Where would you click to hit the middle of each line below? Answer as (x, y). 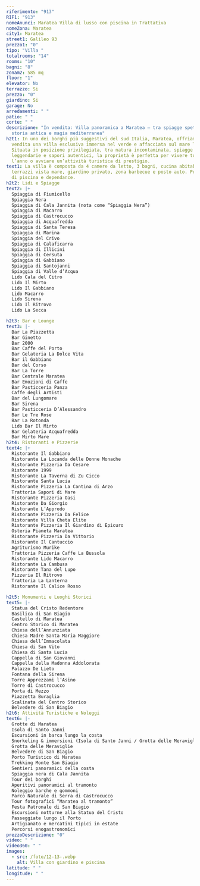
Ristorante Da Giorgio (40, 503)
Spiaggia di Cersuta (37, 255)
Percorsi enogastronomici (44, 829)
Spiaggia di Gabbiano (38, 260)
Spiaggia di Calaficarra (42, 244)
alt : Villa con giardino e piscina (61, 862)
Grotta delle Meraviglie (42, 746)
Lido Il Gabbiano (33, 288)
